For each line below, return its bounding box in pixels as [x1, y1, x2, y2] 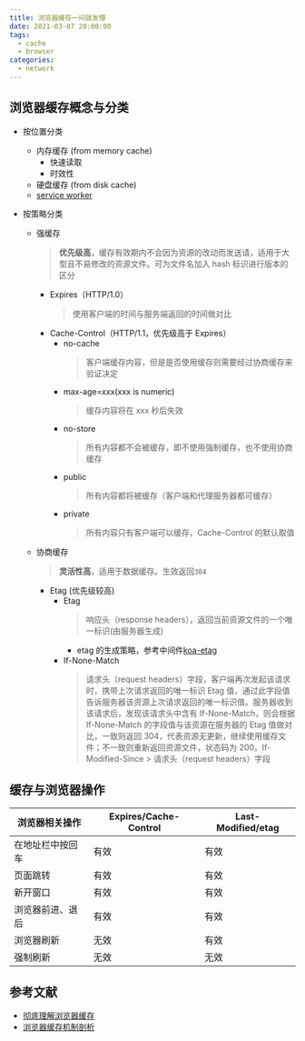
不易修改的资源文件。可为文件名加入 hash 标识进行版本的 [74, 258, 289, 269]
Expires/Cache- [108, 810, 181, 823]
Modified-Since [85, 753, 144, 764]
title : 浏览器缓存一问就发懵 [9, 13, 106, 23]
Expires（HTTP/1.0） [49, 288, 129, 300]
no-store [63, 423, 96, 434]
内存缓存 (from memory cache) [35, 145, 152, 155]
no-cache [63, 337, 100, 348]
